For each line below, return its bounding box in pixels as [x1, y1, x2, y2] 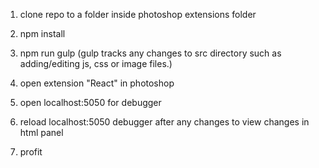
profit [19, 146, 43, 158]
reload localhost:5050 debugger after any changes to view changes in [19, 116, 310, 128]
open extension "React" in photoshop [19, 77, 175, 89]
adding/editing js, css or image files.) [19, 58, 173, 69]
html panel [19, 127, 64, 138]
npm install [19, 28, 66, 39]
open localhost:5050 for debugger [19, 97, 162, 108]
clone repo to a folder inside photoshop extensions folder [19, 9, 257, 20]
